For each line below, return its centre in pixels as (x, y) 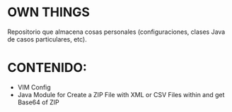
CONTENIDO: (47, 68)
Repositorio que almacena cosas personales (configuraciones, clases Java (116, 32)
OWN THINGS (49, 12)
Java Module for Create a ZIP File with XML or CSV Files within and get (121, 94)
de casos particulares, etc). (47, 39)
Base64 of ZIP (39, 102)
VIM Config (34, 87)
